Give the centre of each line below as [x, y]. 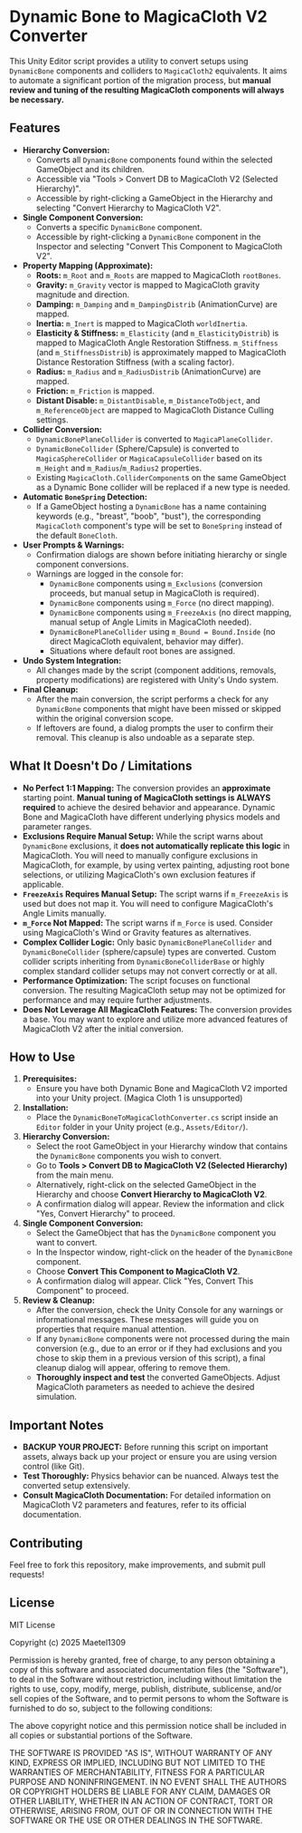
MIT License [33, 1624]
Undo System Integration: [72, 660]
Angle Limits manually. [64, 913]
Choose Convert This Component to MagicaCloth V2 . [138, 1272]
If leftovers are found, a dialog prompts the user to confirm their [155, 728]
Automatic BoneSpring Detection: [85, 497]
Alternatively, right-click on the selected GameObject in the [146, 1185]
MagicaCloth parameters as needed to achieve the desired [145, 1387]
